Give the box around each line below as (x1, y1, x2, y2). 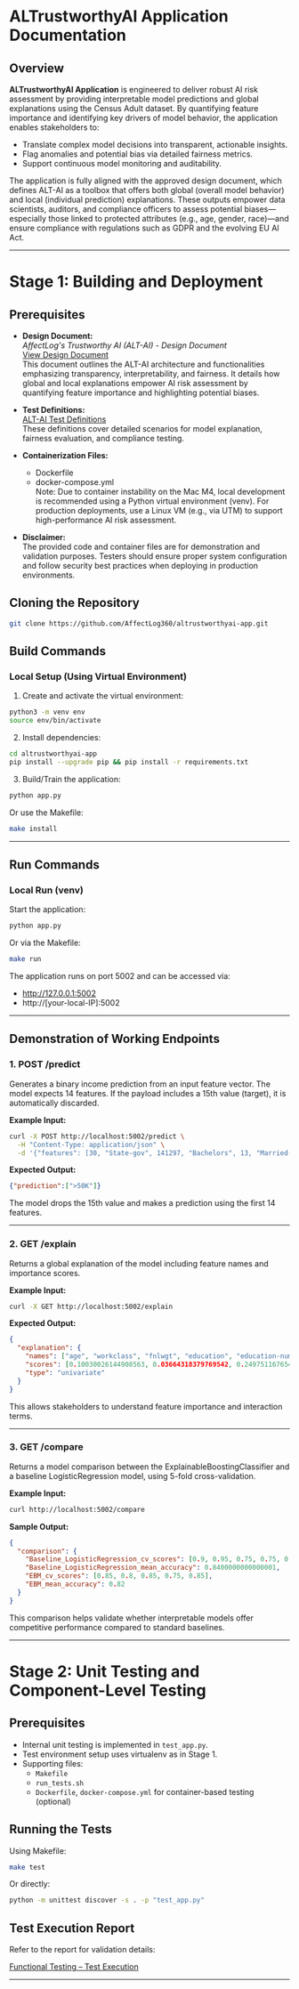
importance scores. (9, 1267, 81, 1278)
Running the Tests (9, 1822, 113, 1837)
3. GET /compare (9, 1441, 84, 1453)
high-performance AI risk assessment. (35, 514, 176, 525)
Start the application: (9, 904, 86, 915)
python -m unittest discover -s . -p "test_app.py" (9, 1896, 205, 1905)
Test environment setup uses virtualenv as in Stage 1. (21, 1749, 218, 1759)
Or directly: (9, 1879, 51, 1889)
